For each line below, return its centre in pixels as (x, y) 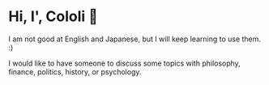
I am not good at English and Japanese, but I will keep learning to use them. (135, 39)
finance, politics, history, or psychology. (75, 71)
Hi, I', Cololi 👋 (53, 17)
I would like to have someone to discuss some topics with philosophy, (124, 63)
